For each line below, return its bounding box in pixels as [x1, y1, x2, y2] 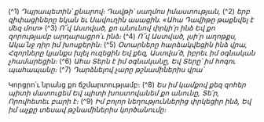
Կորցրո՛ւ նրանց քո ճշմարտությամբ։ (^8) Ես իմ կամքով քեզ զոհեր [8, 80, 246, 89]
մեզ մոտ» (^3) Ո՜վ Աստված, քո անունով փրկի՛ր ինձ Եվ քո [8, 23, 216, 32]
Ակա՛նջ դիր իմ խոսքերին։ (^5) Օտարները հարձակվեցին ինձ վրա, [8, 40, 247, 49]
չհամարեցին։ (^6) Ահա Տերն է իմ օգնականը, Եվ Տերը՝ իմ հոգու [8, 56, 236, 66]
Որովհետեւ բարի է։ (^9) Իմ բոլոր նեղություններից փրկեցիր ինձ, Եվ [8, 97, 251, 106]
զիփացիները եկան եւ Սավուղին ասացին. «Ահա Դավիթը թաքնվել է [8, 15, 254, 24]
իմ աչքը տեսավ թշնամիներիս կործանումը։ [8, 105, 167, 114]
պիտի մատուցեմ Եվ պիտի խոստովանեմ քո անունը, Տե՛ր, [8, 88, 220, 97]
